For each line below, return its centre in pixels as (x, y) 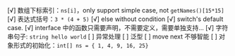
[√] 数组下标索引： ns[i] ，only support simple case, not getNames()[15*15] (116, 10)
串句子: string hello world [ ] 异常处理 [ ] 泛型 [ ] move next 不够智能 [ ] (112, 36)
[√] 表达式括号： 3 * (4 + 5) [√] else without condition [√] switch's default (115, 19)
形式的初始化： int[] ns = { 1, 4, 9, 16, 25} (81, 45)
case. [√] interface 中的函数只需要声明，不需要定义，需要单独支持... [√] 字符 (118, 28)
